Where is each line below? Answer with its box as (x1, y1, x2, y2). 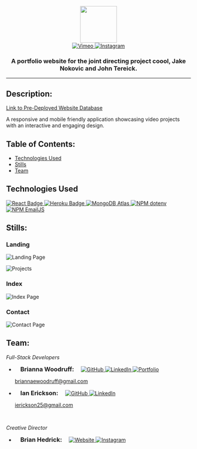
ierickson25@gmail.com (14, 401, 73, 409)
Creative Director (6, 424, 48, 431)
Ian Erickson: (20, 389, 59, 397)
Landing (6, 241, 30, 249)
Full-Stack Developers (6, 353, 60, 360)
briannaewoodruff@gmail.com (14, 377, 88, 384)
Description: (6, 89, 53, 99)
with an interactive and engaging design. (6, 122, 104, 129)
